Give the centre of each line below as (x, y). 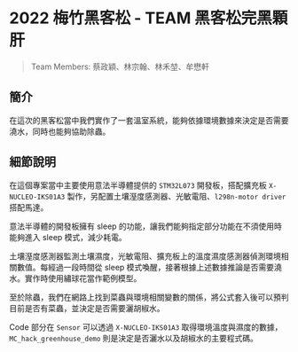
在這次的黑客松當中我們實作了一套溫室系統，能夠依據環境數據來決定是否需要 (149, 120)
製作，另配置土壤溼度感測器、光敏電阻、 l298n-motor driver (176, 196)
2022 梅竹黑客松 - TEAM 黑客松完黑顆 (149, 18)
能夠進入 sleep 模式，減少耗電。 (68, 237)
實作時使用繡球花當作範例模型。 (83, 278)
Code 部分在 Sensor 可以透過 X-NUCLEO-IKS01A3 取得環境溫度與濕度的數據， (146, 327)
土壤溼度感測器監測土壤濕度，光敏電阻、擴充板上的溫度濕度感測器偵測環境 (145, 256)
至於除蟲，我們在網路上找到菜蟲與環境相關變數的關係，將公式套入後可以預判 (149, 297)
